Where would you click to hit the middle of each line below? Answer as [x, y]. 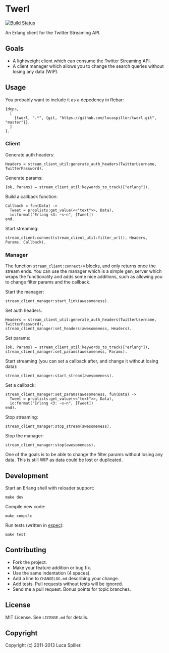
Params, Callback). [26, 242]
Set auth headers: [24, 311]
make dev [14, 497]
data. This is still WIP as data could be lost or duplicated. [64, 460]
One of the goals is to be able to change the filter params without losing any [84, 455]
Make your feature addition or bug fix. [52, 567]
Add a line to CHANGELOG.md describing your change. [66, 578]
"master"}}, [18, 122]
